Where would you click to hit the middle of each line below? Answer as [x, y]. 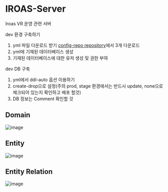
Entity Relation [29, 171]
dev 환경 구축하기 [23, 34]
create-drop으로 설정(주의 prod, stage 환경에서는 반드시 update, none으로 [88, 86]
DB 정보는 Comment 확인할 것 [43, 99]
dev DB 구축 [18, 69]
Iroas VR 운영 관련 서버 [29, 23]
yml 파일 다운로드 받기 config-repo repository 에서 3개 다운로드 [76, 45]
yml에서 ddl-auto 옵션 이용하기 [44, 79]
